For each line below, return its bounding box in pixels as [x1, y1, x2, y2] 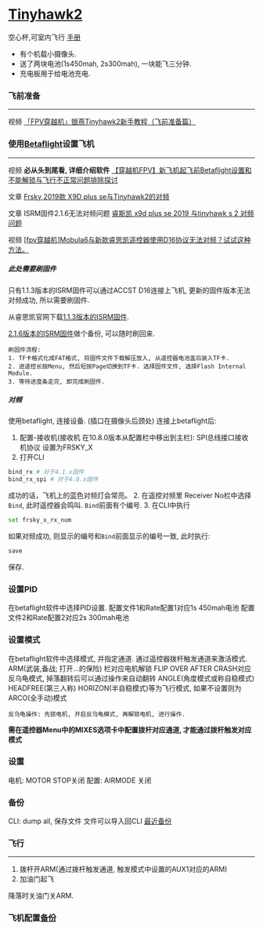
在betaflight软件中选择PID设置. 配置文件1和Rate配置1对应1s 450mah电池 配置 [8, 603, 255, 613]
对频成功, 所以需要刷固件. [8, 295, 90, 305]
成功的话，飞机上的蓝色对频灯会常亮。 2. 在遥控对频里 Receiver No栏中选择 [8, 491, 252, 500]
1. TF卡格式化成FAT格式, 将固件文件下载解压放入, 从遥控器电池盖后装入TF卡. [8, 354, 230, 362]
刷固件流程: [8, 345, 41, 354]
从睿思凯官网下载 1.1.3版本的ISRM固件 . [8, 312, 129, 321]
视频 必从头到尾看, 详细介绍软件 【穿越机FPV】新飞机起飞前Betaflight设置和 [8, 165, 252, 174]
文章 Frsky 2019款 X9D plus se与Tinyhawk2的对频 [8, 191, 170, 201]
